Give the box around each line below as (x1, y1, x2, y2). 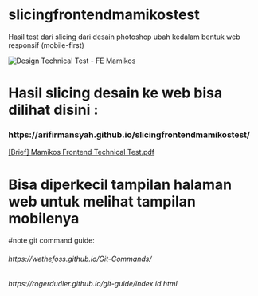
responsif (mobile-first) (8, 40, 85, 49)
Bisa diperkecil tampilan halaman (8, 176, 233, 193)
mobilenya (8, 209, 80, 227)
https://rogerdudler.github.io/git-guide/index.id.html (8, 278, 178, 288)
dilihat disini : (8, 101, 99, 119)
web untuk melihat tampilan (8, 192, 197, 211)
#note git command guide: (8, 235, 96, 245)
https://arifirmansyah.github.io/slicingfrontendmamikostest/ (8, 129, 251, 140)
